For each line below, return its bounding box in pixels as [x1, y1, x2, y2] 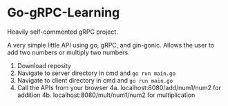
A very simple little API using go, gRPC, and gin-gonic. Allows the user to [7, 41, 215, 49]
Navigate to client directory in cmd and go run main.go [17, 76, 173, 84]
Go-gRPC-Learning [7, 5, 120, 21]
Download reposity [17, 61, 71, 70]
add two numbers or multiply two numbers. [7, 48, 130, 56]
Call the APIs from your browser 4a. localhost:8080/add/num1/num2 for [17, 83, 222, 92]
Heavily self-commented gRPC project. [7, 28, 119, 36]
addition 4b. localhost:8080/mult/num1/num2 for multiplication [17, 91, 196, 99]
